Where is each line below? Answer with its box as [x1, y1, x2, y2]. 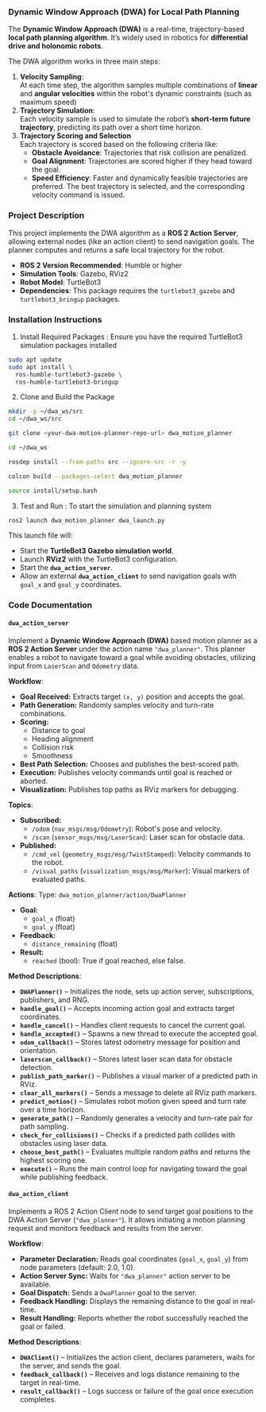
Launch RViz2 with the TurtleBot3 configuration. [19, 554, 179, 564]
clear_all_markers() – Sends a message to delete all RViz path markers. [19, 1087, 257, 1098]
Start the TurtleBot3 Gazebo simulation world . [19, 546, 174, 556]
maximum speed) [19, 98, 77, 107]
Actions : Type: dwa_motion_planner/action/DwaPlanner [8, 889, 187, 899]
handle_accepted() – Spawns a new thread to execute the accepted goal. [19, 1028, 258, 1038]
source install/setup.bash [8, 487, 98, 495]
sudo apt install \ [8, 363, 73, 371]
